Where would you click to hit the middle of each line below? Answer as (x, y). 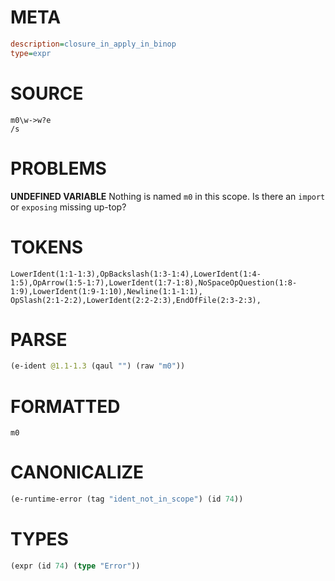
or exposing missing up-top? (68, 207)
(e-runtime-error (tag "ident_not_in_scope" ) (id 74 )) (127, 499)
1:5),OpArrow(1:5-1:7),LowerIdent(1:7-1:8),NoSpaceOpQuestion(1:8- (154, 282)
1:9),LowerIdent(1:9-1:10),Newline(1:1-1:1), (106, 291)
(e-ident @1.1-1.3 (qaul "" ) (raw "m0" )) (98, 366)
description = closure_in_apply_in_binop (93, 44)
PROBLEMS (58, 168)
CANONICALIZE (77, 472)
